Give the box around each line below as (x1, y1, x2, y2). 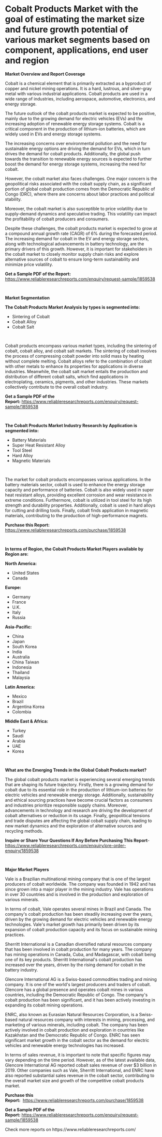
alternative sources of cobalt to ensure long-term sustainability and (5, 256, 139, 262)
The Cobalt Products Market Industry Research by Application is (5, 422, 137, 428)
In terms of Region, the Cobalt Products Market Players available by (5, 546, 144, 552)
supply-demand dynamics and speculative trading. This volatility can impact (5, 211, 157, 216)
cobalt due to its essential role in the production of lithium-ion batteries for (5, 787, 153, 792)
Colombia (12, 709, 31, 714)
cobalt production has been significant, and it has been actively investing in (5, 997, 156, 1003)
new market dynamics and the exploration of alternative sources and (5, 823, 142, 828)
